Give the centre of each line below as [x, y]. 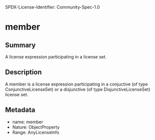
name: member [28, 122]
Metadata [20, 110]
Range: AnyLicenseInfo [36, 132]
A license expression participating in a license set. [56, 57]
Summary [20, 45]
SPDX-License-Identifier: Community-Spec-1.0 [52, 7]
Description [23, 72]
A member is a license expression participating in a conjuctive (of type [77, 84]
